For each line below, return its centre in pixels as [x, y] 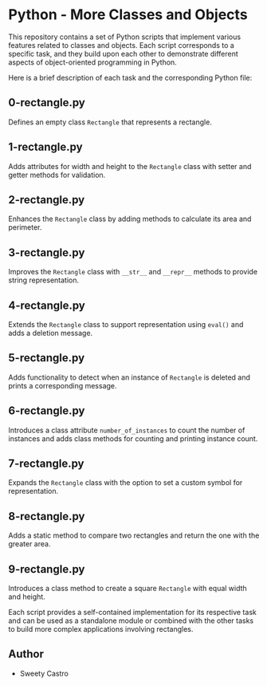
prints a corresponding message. [63, 385]
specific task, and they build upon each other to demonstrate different [124, 53]
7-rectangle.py [46, 464]
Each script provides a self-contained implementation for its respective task [132, 613]
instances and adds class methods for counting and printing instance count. [133, 438]
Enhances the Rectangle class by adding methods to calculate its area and [130, 219]
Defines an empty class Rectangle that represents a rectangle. [110, 122]
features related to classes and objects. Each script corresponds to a [122, 45]
